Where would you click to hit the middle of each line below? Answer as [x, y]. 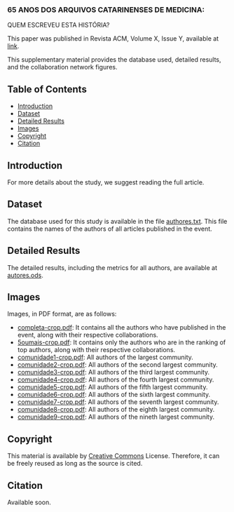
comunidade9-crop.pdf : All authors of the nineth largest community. [116, 417]
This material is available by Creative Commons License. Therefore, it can [113, 456]
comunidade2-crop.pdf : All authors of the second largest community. [118, 365]
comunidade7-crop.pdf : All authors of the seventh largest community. [118, 402]
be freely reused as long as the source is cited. [75, 464]
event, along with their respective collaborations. [88, 335]
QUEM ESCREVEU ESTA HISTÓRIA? [58, 25]
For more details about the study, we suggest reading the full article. [106, 182]
